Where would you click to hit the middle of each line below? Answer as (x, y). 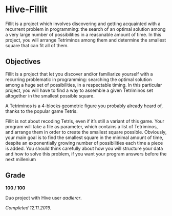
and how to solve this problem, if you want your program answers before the (86, 154)
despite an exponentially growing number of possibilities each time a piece (84, 143)
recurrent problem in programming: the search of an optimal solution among (85, 29)
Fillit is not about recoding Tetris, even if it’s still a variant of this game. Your (85, 121)
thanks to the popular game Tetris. (41, 111)
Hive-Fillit (26, 9)
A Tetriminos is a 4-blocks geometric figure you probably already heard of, (84, 106)
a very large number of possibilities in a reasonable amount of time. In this (83, 34)
